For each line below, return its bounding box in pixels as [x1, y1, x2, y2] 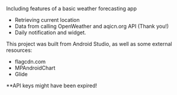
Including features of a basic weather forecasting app [6, 5, 137, 12]
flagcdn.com [14, 58, 46, 65]
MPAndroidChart [14, 64, 56, 71]
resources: [6, 47, 33, 54]
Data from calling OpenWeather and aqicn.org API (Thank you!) [14, 23, 169, 30]
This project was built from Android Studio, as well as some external [6, 41, 172, 47]
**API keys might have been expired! [6, 82, 98, 89]
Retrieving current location [14, 17, 80, 23]
